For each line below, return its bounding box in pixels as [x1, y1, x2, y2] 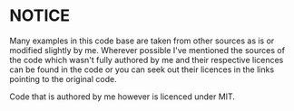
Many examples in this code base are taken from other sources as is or [9, 35, 275, 46]
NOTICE [9, 5, 71, 26]
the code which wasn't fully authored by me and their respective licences [9, 54, 284, 65]
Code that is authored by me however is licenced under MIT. [9, 91, 236, 102]
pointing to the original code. [9, 73, 117, 84]
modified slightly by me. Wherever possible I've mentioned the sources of [9, 44, 286, 55]
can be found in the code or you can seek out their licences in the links [9, 64, 275, 75]
